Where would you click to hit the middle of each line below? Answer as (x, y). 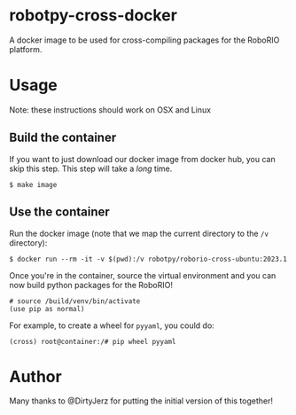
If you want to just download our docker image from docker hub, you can (143, 159)
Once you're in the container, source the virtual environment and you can (143, 275)
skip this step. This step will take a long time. (91, 168)
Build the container (63, 138)
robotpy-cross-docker (93, 16)
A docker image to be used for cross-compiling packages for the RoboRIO (144, 40)
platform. (26, 49)
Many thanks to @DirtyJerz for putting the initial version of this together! (141, 401)
